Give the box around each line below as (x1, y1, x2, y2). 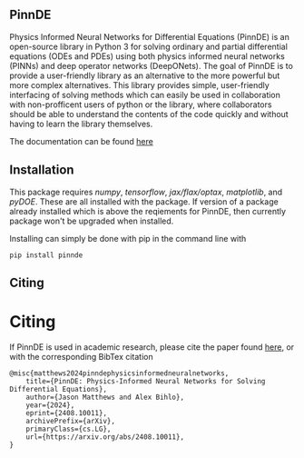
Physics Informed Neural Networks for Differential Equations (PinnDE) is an (9, 31, 290, 42)
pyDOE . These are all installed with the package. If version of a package (9, 195, 279, 207)
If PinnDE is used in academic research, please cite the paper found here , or (9, 341, 295, 353)
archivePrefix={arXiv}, (25, 416, 116, 425)
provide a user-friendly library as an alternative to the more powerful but (9, 70, 280, 81)
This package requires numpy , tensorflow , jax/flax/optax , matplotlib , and (9, 186, 283, 197)
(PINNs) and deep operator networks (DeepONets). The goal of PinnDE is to (9, 60, 293, 71)
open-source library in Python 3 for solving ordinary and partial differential (9, 41, 289, 52)
